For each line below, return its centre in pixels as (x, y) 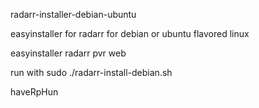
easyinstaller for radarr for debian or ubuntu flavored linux (130, 33)
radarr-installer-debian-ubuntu (73, 14)
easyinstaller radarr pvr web (68, 53)
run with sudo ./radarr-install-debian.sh (91, 72)
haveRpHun (34, 92)
